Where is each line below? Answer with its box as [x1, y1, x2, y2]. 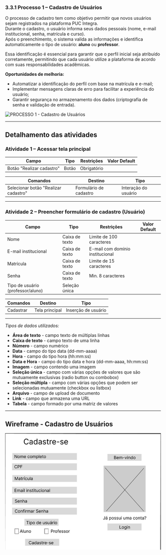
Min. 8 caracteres [88, 273, 125, 278]
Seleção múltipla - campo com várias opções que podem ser [12, 380, 138, 386]
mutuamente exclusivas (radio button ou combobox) [12, 375, 119, 381]
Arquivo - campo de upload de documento [12, 390, 100, 396]
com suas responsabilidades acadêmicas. [5, 61, 90, 68]
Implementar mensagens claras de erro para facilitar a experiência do [12, 86, 154, 92]
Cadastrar [7, 307, 28, 313]
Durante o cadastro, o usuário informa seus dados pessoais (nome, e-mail [5, 26, 157, 32]
